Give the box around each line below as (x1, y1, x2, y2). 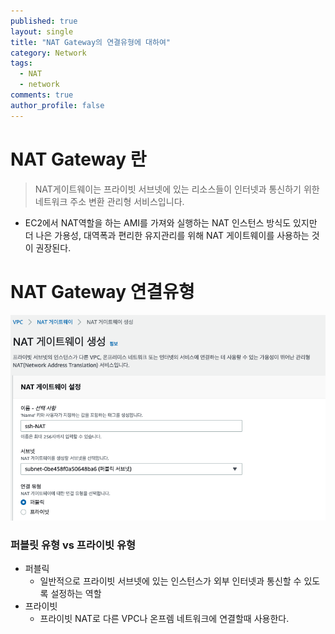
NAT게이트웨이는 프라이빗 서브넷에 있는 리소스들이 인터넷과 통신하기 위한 (34, 183, 320, 195)
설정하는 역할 (50, 588, 102, 600)
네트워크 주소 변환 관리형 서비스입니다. (34, 195, 185, 207)
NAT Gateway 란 (10, 148, 147, 170)
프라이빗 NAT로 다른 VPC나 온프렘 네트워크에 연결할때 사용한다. (39, 613, 290, 625)
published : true (10, 16, 78, 26)
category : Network (10, 48, 87, 58)
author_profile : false (10, 100, 105, 110)
